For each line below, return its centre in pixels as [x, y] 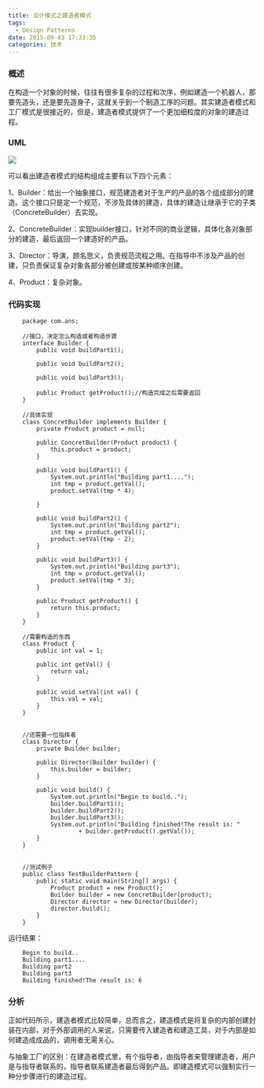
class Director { [51, 742]
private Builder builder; [79, 749]
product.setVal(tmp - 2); [92, 539]
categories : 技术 [35, 45]
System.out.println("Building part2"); [115, 525]
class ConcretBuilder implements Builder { [95, 422]
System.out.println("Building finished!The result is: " [145, 825]
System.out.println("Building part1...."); [122, 477]
